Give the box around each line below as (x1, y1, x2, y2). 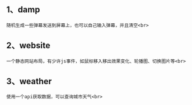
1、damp (6, 4, 40, 15)
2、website (6, 40, 51, 51)
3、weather (6, 76, 52, 87)
